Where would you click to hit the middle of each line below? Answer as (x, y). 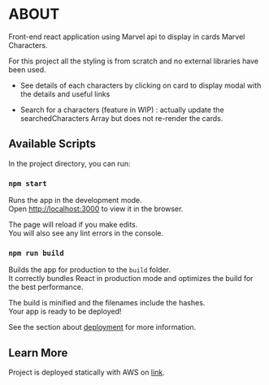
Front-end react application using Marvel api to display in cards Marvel (127, 37)
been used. (27, 69)
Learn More (38, 353)
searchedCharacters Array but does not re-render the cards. (121, 118)
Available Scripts (52, 144)
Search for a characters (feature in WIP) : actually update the (122, 110)
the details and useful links (65, 93)
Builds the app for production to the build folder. (90, 270)
